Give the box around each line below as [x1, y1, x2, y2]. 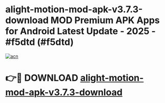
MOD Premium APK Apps [50, 14, 160, 26]
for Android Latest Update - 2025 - [5, 26, 156, 37]
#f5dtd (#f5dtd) [5, 36, 74, 48]
